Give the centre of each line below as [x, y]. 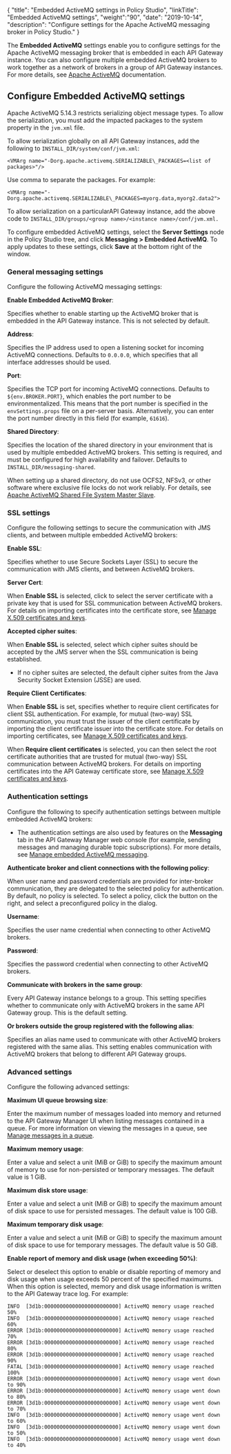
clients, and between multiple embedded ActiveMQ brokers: [92, 535]
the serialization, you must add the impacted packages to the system [105, 120]
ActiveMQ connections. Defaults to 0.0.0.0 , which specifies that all [103, 355]
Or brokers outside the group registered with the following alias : [101, 1026]
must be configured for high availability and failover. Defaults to [97, 460]
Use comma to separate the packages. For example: [81, 179]
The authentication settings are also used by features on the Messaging [120, 832]
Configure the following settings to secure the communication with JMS [109, 528]
